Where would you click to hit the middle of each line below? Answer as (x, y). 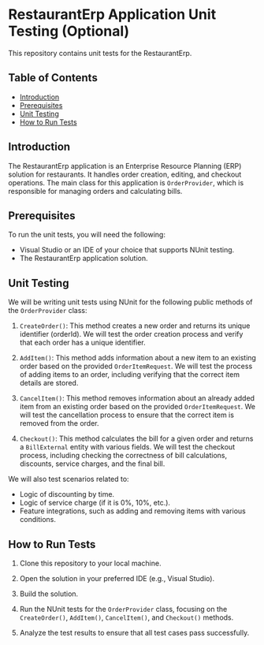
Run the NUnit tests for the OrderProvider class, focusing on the (123, 609)
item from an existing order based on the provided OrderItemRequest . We (138, 407)
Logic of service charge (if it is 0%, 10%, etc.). (95, 503)
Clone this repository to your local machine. (90, 563)
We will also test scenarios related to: (69, 479)
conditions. (38, 520)
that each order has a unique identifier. (82, 343)
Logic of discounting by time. (67, 494)
